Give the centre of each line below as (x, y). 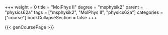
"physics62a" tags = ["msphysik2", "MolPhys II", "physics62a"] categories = (84, 12)
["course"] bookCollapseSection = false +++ (51, 17)
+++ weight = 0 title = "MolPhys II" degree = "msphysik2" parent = (74, 7)
